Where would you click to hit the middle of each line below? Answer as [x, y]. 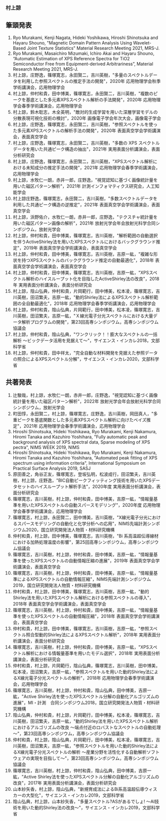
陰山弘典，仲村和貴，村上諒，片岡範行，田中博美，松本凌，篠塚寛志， [84, 715]
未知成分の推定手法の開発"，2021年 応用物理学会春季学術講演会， [93, 167]
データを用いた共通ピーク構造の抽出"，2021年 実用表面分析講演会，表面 [86, 149]
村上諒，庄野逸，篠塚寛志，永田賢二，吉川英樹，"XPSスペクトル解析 [83, 161]
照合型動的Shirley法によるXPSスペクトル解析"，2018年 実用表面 [91, 635]
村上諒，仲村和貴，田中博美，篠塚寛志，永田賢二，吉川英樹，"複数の [83, 93]
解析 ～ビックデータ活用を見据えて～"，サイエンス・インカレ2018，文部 [86, 340]
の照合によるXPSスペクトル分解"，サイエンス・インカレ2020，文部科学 [86, 359]
